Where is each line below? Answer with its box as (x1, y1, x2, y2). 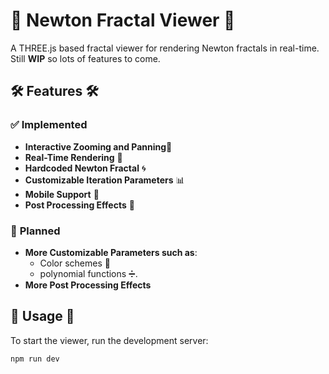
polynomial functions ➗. (39, 267, 138, 279)
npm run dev (10, 354, 60, 364)
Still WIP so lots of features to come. (10, 52, 161, 64)
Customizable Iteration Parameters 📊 (24, 174, 185, 186)
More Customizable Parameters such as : (24, 246, 198, 258)
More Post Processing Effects (24, 279, 152, 291)
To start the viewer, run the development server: (10, 334, 209, 346)
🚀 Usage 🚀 (10, 308, 75, 325)
